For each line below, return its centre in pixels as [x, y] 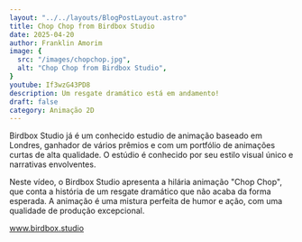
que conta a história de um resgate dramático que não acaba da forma [141, 191]
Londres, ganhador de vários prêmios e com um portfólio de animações [142, 145]
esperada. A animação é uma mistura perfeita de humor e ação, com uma [146, 201]
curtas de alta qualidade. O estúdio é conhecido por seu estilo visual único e [151, 155]
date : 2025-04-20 [42, 34]
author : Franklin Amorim [56, 43]
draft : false [34, 102]
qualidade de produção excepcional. [77, 211]
